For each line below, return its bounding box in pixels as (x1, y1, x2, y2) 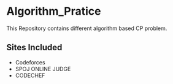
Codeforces (15, 58, 45, 66)
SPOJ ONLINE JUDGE (15, 65, 71, 72)
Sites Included (6, 42, 63, 53)
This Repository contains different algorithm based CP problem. (6, 25, 167, 32)
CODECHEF (15, 72, 45, 79)
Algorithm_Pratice (6, 4, 101, 18)
